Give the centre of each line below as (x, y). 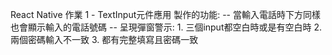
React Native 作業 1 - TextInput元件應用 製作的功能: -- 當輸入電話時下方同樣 (165, 14)
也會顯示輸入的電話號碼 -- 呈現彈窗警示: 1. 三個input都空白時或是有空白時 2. (166, 27)
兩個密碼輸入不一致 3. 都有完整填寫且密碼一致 (104, 39)
